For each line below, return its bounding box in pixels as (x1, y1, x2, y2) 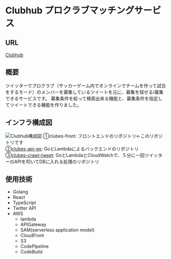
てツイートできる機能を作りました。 (5, 102, 82, 108)
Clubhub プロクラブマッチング (5, 5, 135, 16)
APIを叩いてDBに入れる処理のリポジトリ (14, 158, 100, 165)
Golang (12, 189, 28, 195)
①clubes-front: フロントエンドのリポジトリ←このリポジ (42, 133, 163, 139)
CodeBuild (20, 249, 42, 255)
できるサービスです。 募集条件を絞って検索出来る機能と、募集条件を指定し (5, 95, 163, 102)
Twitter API (12, 205, 36, 211)
